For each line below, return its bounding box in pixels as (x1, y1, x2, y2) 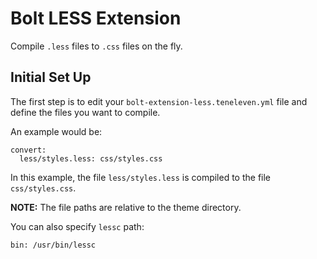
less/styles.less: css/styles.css (19, 153, 163, 164)
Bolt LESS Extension (10, 7, 182, 30)
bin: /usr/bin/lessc (10, 240, 97, 250)
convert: (10, 145, 47, 155)
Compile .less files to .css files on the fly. (10, 40, 183, 52)
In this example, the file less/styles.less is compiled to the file (10, 171, 272, 183)
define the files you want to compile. (10, 106, 161, 118)
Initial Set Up (10, 69, 92, 86)
